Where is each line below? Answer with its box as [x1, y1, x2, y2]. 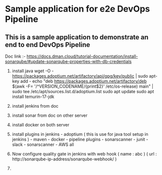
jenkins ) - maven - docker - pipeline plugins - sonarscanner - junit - [12, 137, 148, 142]
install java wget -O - [12, 68, 54, 74]
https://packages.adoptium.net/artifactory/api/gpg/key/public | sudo [12, 73, 148, 79]
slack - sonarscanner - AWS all [12, 142, 74, 147]
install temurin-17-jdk [12, 94, 55, 99]
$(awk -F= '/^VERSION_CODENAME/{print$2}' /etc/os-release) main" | [12, 83, 154, 89]
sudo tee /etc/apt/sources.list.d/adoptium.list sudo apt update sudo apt [12, 89, 154, 94]
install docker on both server [12, 122, 70, 127]
